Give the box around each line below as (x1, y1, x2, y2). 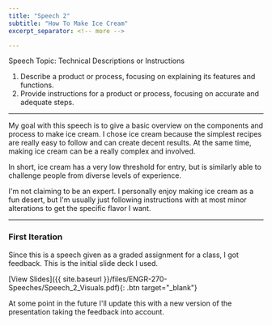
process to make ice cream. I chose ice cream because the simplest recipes (8, 129, 262, 139)
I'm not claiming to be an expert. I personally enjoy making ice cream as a (8, 187, 254, 196)
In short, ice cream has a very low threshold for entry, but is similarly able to (8, 162, 261, 172)
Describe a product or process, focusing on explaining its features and (19, 72, 256, 82)
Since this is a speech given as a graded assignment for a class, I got (8, 250, 239, 260)
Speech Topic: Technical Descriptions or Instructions (8, 56, 185, 65)
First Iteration (8, 231, 63, 243)
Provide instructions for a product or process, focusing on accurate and (19, 89, 260, 99)
